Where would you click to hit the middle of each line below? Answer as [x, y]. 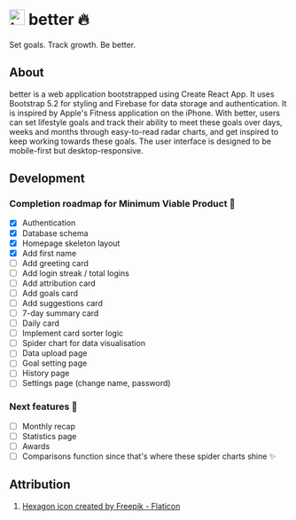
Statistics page [49, 436]
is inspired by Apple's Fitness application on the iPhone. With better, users [145, 113]
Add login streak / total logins [76, 273]
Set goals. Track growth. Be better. [73, 44]
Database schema [55, 233]
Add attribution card [58, 283]
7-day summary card [60, 313]
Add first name [49, 253]
